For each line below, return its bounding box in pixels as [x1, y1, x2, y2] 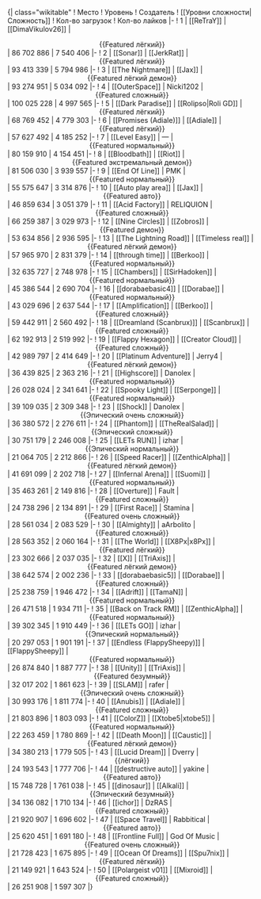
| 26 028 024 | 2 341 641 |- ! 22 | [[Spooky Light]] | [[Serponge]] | [7, 385, 221, 394]
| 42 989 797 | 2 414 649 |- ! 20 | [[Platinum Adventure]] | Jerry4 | [7, 351, 223, 361]
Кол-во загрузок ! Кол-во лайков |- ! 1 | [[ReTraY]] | [55, 16, 227, 25]
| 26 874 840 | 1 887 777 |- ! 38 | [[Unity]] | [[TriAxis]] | [7, 663, 186, 672]
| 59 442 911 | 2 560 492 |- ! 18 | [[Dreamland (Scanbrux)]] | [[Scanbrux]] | [7, 318, 250, 327]
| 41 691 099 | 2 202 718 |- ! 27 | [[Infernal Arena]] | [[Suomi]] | [7, 469, 210, 479]
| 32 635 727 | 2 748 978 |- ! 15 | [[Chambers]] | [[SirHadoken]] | [7, 267, 217, 277]
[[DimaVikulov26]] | [7, 25, 71, 33]
